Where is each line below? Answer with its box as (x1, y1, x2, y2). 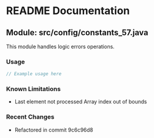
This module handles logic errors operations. (6, 43, 115, 50)
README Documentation (6, 4, 130, 18)
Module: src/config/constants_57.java (6, 28, 149, 38)
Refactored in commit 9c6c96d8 (14, 126, 93, 133)
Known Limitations (6, 85, 61, 93)
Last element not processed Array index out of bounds (14, 98, 147, 105)
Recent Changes (6, 113, 55, 121)
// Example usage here (6, 71, 62, 77)
